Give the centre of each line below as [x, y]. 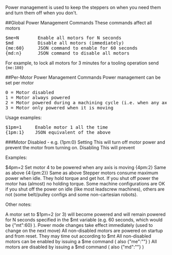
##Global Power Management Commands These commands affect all [79, 23]
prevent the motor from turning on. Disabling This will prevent [70, 147]
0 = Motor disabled [30, 92]
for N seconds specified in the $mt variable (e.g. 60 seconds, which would [84, 220]
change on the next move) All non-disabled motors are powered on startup [84, 230]
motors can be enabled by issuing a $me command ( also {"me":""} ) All [81, 241]
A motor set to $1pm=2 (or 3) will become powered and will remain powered [85, 214]
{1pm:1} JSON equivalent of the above [58, 132]
